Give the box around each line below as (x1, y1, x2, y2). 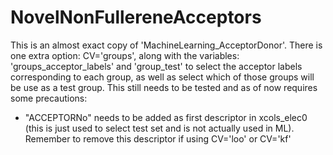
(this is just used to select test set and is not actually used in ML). (24, 122, 295, 134)
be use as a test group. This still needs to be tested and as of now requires (10, 81, 318, 93)
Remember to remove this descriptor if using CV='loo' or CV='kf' (24, 132, 292, 145)
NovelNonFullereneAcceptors (10, 6, 262, 29)
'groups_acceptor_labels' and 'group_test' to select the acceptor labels (10, 60, 303, 72)
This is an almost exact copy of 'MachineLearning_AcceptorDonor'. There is (10, 39, 323, 51)
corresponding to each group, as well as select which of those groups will (10, 71, 315, 83)
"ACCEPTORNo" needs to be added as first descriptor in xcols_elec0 (24, 111, 308, 123)
